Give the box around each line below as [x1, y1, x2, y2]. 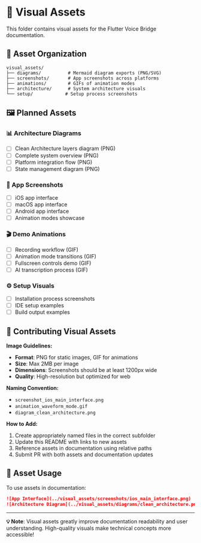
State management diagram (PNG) [14, 165, 100, 172]
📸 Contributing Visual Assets [6, 326, 117, 337]
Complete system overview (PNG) [14, 152, 99, 159]
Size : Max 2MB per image [14, 360, 79, 367]
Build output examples [14, 309, 71, 316]
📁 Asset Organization [6, 49, 87, 59]
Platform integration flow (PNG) [14, 158, 93, 166]
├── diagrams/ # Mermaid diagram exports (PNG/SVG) [6, 70, 162, 76]
